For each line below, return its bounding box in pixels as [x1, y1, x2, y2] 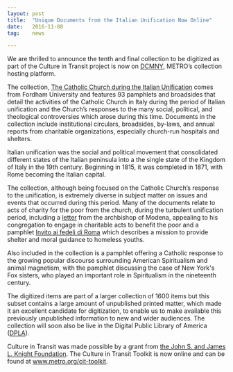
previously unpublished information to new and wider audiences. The [7, 314, 205, 323]
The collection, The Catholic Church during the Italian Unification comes [7, 83, 214, 91]
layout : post [7, 10, 45, 17]
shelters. [7, 135, 33, 143]
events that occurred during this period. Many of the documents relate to [7, 199, 216, 207]
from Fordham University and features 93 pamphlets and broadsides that [7, 90, 216, 99]
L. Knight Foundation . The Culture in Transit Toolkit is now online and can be [7, 350, 225, 358]
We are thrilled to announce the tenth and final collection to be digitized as [7, 55, 220, 63]
